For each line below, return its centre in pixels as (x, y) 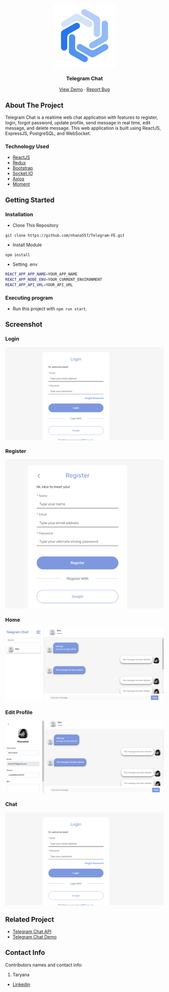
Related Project (30, 919)
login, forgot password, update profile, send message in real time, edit (78, 123)
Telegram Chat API (32, 932)
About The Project (34, 105)
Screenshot (24, 325)
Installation (19, 214)
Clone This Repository (35, 226)
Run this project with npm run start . (50, 309)
